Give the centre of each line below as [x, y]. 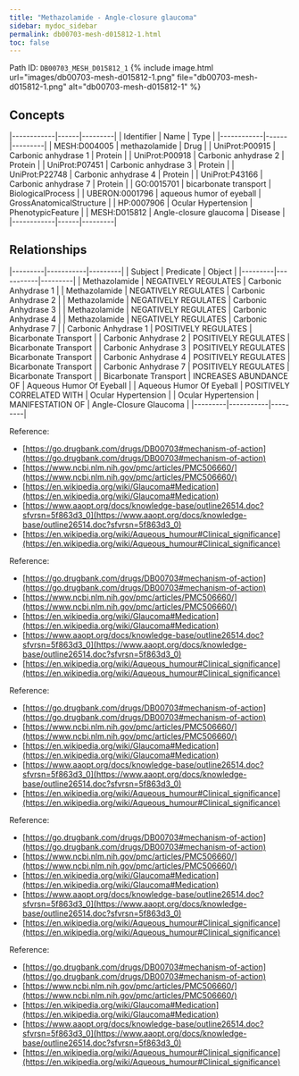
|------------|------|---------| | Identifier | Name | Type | [112, 137]
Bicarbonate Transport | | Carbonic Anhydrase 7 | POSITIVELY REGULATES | [149, 366]
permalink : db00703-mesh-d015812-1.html [86, 34]
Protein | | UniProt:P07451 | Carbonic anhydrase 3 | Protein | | [122, 165]
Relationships [48, 250]
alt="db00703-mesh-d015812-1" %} [135, 87]
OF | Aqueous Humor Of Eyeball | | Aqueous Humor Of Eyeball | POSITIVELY [149, 385]
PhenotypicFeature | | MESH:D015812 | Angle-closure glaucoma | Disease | [147, 213]
